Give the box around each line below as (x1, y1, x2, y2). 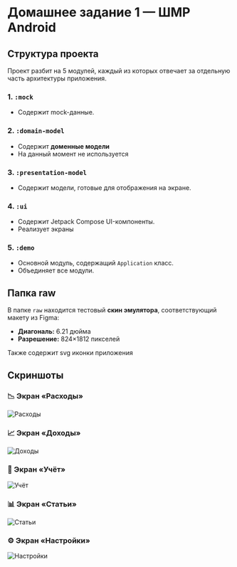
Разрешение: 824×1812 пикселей (17, 335, 120, 344)
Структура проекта (7, 48, 99, 60)
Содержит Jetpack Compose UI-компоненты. (17, 218, 155, 226)
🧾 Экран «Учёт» (7, 465, 66, 475)
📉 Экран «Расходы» (7, 391, 83, 401)
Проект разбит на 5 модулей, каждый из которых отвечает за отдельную (7, 67, 231, 75)
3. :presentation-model (7, 167, 88, 177)
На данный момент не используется (17, 149, 129, 158)
